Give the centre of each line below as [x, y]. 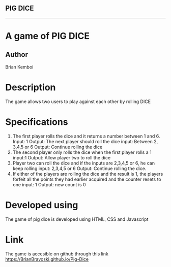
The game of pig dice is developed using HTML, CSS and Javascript [77, 219]
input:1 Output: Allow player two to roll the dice [62, 157]
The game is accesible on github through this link [57, 254]
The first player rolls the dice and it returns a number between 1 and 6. [86, 136]
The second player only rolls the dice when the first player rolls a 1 [82, 152]
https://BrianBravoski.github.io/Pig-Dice [47, 259]
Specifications [37, 122]
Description [31, 87]
